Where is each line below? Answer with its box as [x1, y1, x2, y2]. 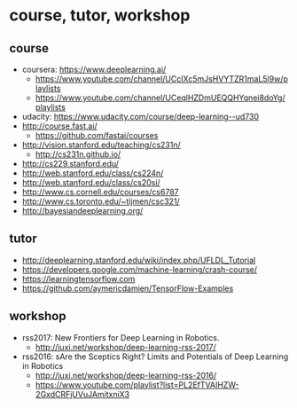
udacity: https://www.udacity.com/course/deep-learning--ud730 [21, 112, 260, 122]
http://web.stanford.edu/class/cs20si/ [21, 177, 161, 187]
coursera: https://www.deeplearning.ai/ [21, 64, 167, 75]
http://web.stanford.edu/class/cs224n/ [21, 168, 164, 178]
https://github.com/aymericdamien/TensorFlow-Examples [21, 283, 234, 294]
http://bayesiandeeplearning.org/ [21, 206, 144, 216]
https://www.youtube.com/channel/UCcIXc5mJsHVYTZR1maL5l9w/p [35, 74, 288, 84]
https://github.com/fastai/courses [35, 130, 159, 140]
